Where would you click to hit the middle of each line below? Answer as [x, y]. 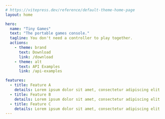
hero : [11, 24]
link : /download [36, 57]
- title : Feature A [30, 85]
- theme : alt [28, 62]
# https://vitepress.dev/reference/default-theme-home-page [70, 10]
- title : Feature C [30, 104]
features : [16, 80]
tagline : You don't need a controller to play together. [71, 38]
